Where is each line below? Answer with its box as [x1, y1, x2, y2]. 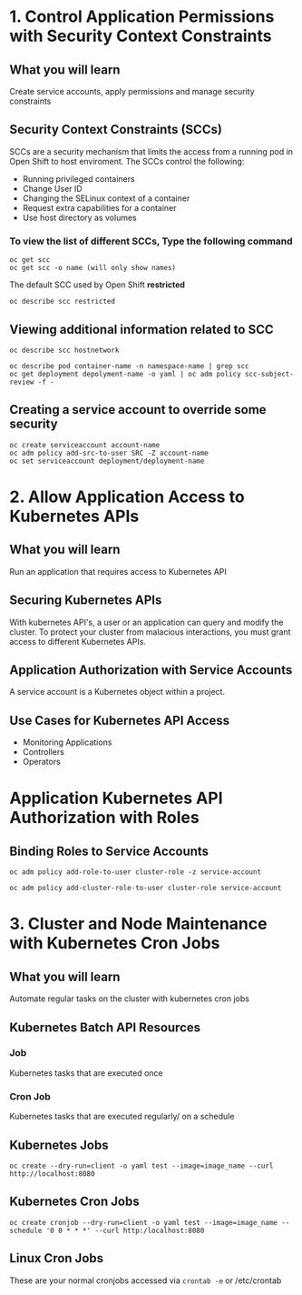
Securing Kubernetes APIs [9, 593, 162, 608]
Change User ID [22, 183, 83, 194]
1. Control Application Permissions [9, 6, 275, 27]
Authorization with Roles [9, 808, 200, 828]
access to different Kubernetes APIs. [9, 636, 147, 647]
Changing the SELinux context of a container [22, 193, 190, 204]
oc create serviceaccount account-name [9, 440, 161, 449]
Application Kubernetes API [9, 788, 224, 808]
